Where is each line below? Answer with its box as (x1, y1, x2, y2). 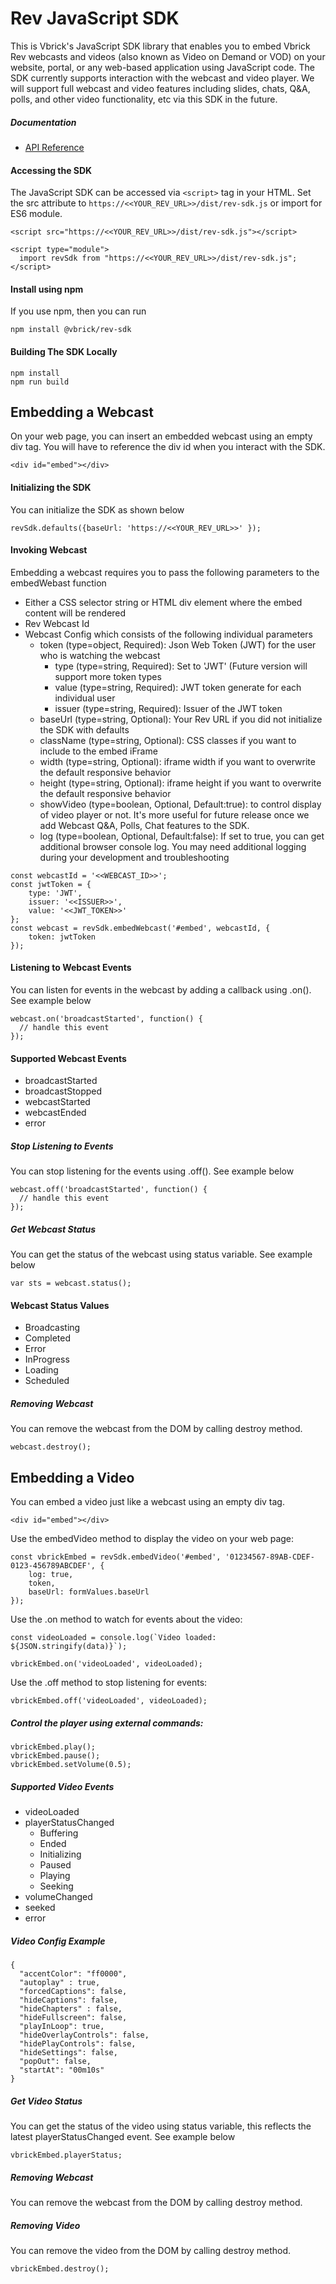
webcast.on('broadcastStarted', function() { (10, 1013, 203, 1024)
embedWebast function (10, 577, 107, 589)
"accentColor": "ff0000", (19, 1968, 128, 1979)
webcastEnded (24, 1107, 87, 1119)
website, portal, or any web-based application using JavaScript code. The (10, 61, 315, 73)
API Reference (24, 141, 85, 153)
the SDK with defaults (39, 723, 130, 736)
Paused (39, 1859, 72, 1871)
